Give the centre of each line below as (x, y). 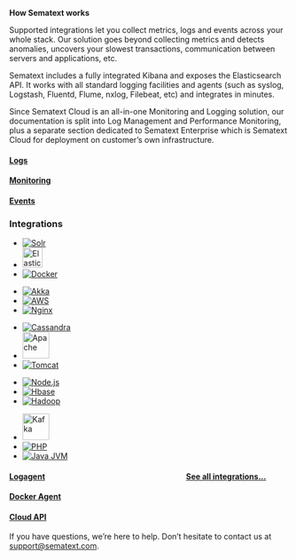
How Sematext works (50, 13)
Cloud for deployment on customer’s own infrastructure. (112, 140)
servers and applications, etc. (63, 58)
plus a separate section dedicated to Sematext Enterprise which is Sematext (148, 130)
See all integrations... (226, 476)
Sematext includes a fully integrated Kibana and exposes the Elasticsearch (145, 75)
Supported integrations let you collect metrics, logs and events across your (146, 30)
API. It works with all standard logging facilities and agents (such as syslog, (147, 85)
